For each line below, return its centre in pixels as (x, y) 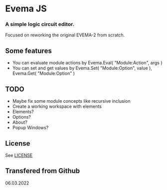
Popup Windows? (30, 128)
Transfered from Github (43, 171)
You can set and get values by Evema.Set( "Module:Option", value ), (82, 68)
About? (20, 122)
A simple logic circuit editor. (40, 24)
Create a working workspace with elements (57, 106)
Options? (22, 117)
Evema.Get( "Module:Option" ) (44, 73)
